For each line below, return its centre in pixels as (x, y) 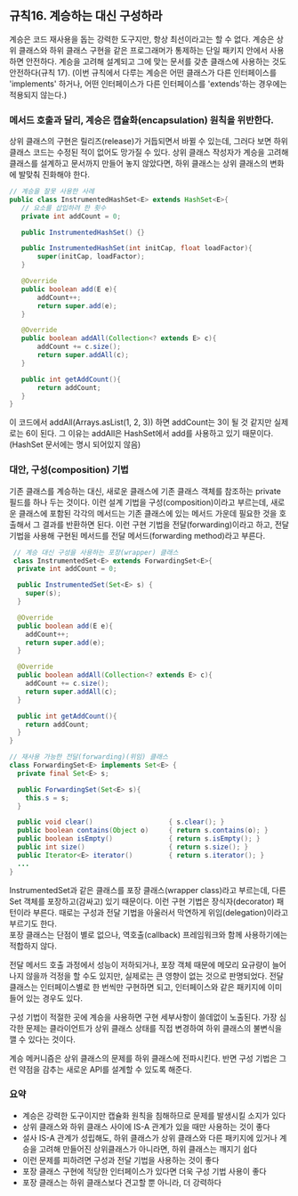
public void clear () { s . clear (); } (121, 822)
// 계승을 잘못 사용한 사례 (52, 191)
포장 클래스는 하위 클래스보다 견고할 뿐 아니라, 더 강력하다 (122, 1182)
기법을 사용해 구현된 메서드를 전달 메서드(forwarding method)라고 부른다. (137, 535)
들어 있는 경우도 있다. (46, 998)
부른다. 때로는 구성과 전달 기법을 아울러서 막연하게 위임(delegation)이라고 (161, 912)
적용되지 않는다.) (38, 94)
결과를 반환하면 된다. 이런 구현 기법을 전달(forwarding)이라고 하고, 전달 (165, 525)
